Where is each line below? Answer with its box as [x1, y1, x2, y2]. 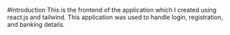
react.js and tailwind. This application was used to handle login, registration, [7, 13, 223, 21]
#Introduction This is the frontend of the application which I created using [7, 6, 217, 14]
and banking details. [7, 21, 65, 28]
